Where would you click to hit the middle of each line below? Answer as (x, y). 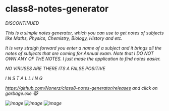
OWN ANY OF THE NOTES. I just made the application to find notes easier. (83, 59)
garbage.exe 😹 (22, 93)
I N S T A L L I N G (24, 78)
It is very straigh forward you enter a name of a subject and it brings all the (83, 48)
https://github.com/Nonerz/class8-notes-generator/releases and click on (81, 88)
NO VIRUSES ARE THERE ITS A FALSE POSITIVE (55, 68)
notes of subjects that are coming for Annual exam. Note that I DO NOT (79, 53)
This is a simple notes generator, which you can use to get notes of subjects (84, 33)
